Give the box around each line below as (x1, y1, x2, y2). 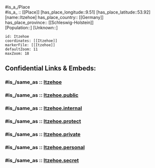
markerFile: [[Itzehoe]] (5, 43, 55, 48)
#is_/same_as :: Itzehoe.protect (5, 118, 81, 125)
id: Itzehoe (5, 34, 29, 39)
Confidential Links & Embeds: (5, 64, 96, 72)
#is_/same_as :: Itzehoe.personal (5, 144, 85, 151)
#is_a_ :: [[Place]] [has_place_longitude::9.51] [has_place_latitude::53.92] (5, 9, 151, 15)
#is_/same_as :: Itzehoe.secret (5, 157, 79, 164)
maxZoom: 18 (5, 51, 29, 56)
